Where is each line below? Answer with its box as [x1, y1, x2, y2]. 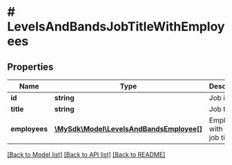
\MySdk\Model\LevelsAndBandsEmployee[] [54, 124, 202, 133]
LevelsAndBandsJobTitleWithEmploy [7, 19, 225, 35]
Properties [7, 61, 54, 72]
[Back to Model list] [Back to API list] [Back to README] [7, 151, 166, 159]
